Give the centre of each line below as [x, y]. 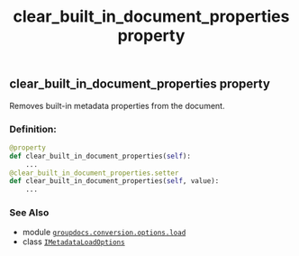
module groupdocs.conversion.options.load [104, 233]
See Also [29, 213]
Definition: [33, 129]
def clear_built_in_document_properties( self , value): [114, 181]
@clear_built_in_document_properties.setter [94, 173]
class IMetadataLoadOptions [73, 242]
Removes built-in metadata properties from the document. [117, 105]
